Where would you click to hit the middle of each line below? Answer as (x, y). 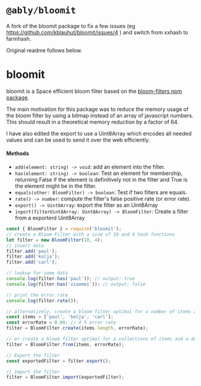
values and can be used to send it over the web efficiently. (78, 140)
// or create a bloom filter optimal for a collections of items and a (97, 339)
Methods (18, 153)
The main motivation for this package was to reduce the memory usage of (98, 109)
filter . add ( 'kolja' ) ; (33, 257)
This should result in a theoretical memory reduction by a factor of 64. (93, 122)
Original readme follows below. (44, 50)
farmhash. (19, 38)
